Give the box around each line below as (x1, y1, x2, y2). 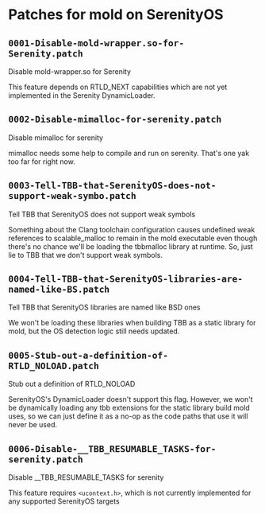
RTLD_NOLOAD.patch (8, 360, 99, 372)
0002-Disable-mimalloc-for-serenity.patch (8, 114, 222, 125)
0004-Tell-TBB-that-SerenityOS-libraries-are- (8, 273, 244, 285)
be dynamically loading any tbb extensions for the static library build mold (8, 403, 250, 413)
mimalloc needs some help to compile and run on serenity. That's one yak (8, 148, 250, 158)
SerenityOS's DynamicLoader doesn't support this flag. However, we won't (8, 395, 253, 404)
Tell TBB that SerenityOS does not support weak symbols (8, 209, 196, 219)
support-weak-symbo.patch (8, 190, 136, 202)
